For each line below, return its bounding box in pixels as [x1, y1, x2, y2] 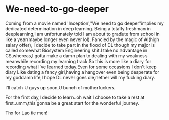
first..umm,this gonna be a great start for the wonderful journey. [5, 99, 139, 106]
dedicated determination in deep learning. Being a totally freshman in [5, 25, 151, 31]
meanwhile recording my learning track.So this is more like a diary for [5, 58, 152, 64]
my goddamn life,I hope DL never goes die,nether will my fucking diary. [5, 74, 155, 81]
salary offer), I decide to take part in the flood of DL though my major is [5, 42, 155, 48]
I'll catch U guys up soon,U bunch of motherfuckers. [5, 84, 116, 90]
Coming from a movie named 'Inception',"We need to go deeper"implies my [5, 20, 164, 26]
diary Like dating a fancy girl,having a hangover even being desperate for [5, 69, 160, 75]
